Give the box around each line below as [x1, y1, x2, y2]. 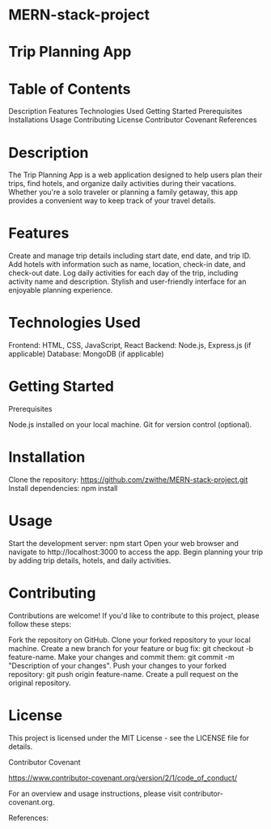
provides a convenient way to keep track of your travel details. [8, 196, 216, 205]
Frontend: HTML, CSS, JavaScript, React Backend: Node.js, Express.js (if [8, 340, 252, 350]
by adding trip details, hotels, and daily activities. [8, 556, 171, 565]
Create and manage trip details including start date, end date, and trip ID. [8, 251, 252, 260]
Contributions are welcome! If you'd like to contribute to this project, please [8, 611, 260, 620]
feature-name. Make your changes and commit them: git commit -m [8, 652, 235, 662]
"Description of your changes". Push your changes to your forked [8, 661, 227, 670]
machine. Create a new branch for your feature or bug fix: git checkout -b [8, 643, 254, 653]
